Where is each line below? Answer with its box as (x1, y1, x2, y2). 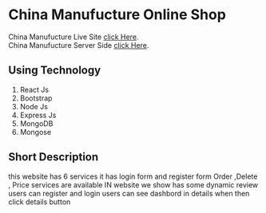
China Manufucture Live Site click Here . (8, 32, 139, 41)
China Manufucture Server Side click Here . (8, 40, 149, 49)
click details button (8, 197, 71, 207)
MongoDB (19, 118, 54, 128)
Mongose (19, 127, 52, 136)
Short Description (8, 150, 99, 164)
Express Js (19, 110, 57, 120)
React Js (19, 85, 50, 94)
